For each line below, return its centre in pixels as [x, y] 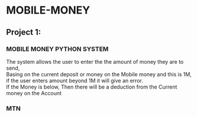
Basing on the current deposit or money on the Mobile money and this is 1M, [99, 74]
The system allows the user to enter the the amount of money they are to [95, 61]
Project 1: [24, 32]
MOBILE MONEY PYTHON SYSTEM [57, 49]
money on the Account [34, 93]
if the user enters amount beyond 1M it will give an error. [75, 80]
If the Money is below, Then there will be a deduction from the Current [92, 87]
